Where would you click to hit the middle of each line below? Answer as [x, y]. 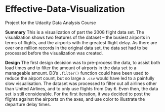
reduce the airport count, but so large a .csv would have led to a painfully [80, 78]
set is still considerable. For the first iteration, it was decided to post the [78, 94]
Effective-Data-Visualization [65, 9]
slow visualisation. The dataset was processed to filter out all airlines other [81, 83]
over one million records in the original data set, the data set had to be [77, 48]
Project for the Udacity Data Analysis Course [51, 23]
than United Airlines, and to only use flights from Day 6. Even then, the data [82, 88]
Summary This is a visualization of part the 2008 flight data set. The [75, 32]
